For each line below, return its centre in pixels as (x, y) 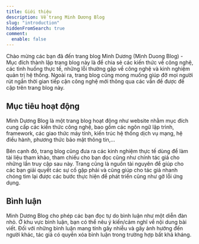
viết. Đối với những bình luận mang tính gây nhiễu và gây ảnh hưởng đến (94, 228)
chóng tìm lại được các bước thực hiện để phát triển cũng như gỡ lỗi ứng (94, 176)
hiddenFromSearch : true (36, 28)
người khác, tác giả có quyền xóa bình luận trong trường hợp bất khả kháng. (99, 235)
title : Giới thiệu (29, 12)
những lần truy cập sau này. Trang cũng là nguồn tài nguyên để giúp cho (95, 163)
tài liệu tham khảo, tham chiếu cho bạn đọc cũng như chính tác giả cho (93, 157)
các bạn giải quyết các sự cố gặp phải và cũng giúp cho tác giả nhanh (92, 170)
